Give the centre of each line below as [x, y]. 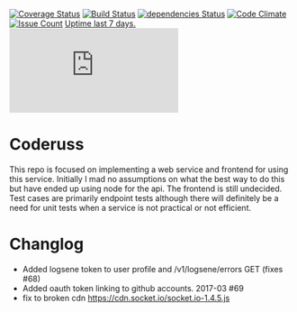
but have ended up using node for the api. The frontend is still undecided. [146, 188]
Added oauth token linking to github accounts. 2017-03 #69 [133, 288]
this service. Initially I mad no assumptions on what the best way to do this [147, 179]
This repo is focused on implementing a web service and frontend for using [149, 169]
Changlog [46, 244]
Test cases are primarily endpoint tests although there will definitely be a [144, 197]
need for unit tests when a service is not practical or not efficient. [130, 207]
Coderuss [47, 145]
